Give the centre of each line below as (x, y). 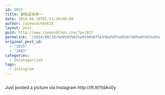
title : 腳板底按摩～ (24, 14)
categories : (17, 55)
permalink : (16, 37)
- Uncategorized (26, 60)
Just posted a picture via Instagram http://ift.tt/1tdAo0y (61, 87)
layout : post (18, 28)
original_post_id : (24, 42)
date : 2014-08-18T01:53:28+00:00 (39, 19)
